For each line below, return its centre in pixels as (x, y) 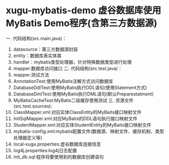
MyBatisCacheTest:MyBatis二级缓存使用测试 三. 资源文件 (73, 100)
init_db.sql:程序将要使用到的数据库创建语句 (59, 157)
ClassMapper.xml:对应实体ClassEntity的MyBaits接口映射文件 (77, 112)
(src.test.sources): (33, 106)
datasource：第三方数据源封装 (46, 49)
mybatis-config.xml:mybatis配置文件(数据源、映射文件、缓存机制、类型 (89, 131)
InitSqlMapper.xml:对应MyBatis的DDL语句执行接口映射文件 (75, 119)
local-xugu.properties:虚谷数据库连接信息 (57, 144)
